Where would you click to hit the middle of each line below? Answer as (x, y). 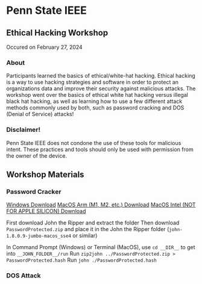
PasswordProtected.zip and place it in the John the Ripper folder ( (88, 229)
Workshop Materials (45, 174)
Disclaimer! (24, 130)
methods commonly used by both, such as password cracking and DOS (95, 108)
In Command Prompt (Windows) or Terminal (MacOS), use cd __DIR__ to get (101, 247)
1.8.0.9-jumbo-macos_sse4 (39, 236)
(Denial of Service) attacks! (40, 114)
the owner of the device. (37, 156)
